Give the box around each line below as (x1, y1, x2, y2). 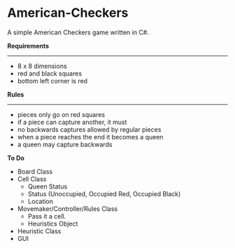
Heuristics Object (27, 219, 78, 228)
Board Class (17, 167, 53, 176)
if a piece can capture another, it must (17, 118, 127, 126)
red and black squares (17, 69, 83, 78)
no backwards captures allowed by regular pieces (17, 125, 162, 134)
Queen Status (27, 182, 68, 191)
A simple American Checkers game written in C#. (7, 28, 149, 36)
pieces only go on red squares (17, 110, 106, 118)
